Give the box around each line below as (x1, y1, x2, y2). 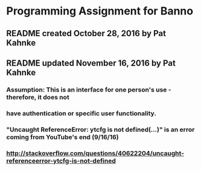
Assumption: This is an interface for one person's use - (6, 85, 171, 94)
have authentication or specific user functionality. (6, 109, 157, 117)
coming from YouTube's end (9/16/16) (6, 132, 119, 141)
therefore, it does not (6, 93, 69, 101)
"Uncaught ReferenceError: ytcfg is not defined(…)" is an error (6, 125, 195, 134)
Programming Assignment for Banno (6, 4, 194, 18)
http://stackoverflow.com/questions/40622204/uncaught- (6, 149, 185, 157)
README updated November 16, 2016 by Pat (6, 58, 176, 68)
